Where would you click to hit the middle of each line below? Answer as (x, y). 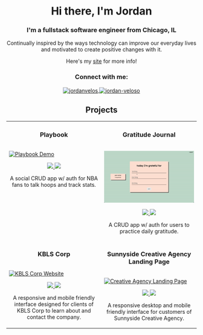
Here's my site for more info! (101, 61)
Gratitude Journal (149, 134)
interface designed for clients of (54, 304)
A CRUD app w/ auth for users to (149, 224)
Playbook (54, 134)
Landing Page (149, 261)
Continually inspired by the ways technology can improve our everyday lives (101, 43)
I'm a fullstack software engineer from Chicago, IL (101, 30)
